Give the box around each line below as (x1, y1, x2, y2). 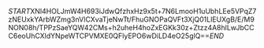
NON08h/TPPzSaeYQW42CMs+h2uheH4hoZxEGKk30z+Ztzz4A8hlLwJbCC (8, 23, 255, 32)
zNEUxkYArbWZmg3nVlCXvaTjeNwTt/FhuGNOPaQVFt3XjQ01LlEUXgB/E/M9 (8, 15, 255, 24)
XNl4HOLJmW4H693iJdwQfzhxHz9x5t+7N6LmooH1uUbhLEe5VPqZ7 (30, 7, 257, 15)
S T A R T (8, 7, 31, 15)
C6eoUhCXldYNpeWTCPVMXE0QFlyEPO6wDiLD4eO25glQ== (8, 31, 210, 40)
